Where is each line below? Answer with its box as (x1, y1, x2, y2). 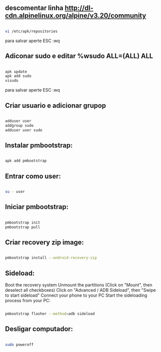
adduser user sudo (5, 127, 42, 133)
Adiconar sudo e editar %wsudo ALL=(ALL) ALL (5, 52, 153, 60)
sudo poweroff (5, 342, 34, 347)
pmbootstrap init (5, 220, 40, 225)
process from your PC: (5, 298, 51, 303)
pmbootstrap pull (5, 225, 40, 230)
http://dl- (64, 4, 94, 12)
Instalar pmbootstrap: (5, 141, 73, 149)
